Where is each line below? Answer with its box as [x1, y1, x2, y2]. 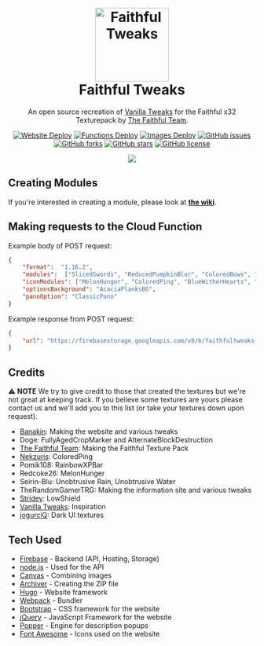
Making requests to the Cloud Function [8, 220, 203, 233]
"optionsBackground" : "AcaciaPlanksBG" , [22, 285, 156, 293]
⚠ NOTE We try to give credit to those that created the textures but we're [8, 387, 246, 396]
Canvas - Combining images [19, 571, 112, 580]
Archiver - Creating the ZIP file [19, 578, 119, 588]
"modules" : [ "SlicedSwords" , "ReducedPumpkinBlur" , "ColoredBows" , [22, 270, 251, 279]
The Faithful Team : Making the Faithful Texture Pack [19, 443, 189, 453]
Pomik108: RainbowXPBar [19, 461, 104, 470]
